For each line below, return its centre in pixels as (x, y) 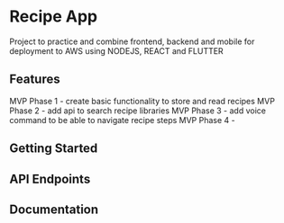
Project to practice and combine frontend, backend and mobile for (132, 41)
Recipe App (53, 17)
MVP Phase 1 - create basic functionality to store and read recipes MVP (142, 101)
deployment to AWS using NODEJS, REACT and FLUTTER (116, 50)
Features (35, 80)
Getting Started (54, 149)
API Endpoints (50, 178)
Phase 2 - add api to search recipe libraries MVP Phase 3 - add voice (137, 111)
